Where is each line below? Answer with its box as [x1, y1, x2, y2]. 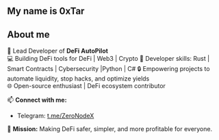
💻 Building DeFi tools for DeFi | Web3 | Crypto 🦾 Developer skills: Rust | [7, 55, 210, 63]
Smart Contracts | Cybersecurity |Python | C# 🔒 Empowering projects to [7, 65, 210, 73]
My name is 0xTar [7, 5, 85, 17]
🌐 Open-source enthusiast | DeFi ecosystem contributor [7, 82, 166, 90]
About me [7, 29, 50, 40]
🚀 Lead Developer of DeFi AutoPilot [7, 47, 108, 55]
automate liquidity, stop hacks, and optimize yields [7, 74, 150, 83]
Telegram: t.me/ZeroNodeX [16, 112, 94, 120]
